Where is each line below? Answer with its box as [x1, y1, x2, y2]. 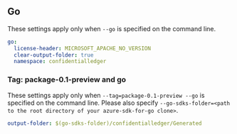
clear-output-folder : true [14, 51, 94, 59]
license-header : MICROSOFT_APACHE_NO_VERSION [14, 45, 152, 52]
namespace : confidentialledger [14, 58, 107, 65]
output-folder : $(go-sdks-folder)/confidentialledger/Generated [7, 120, 202, 127]
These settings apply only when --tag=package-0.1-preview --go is [7, 91, 205, 99]
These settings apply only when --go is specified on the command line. [7, 24, 216, 33]
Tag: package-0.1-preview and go [7, 74, 127, 84]
